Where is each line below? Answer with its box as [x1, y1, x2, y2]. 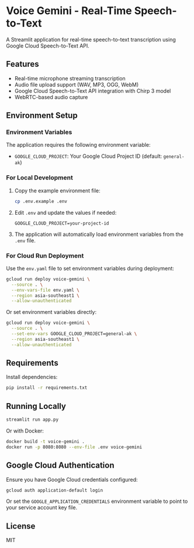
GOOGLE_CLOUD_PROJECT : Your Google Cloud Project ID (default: [14, 153, 162, 160]
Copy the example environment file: [14, 187, 101, 194]
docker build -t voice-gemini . [6, 439, 85, 445]
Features [6, 59, 39, 69]
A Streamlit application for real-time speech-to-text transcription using [6, 36, 176, 43]
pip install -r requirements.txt [6, 385, 88, 391]
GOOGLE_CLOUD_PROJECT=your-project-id [14, 220, 109, 226]
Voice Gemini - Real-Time [6, 4, 133, 18]
